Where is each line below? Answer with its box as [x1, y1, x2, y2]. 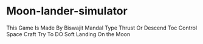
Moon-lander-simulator [6, 4, 128, 18]
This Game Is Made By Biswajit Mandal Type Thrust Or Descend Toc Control [6, 24, 198, 31]
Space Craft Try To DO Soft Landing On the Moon [6, 30, 131, 37]
